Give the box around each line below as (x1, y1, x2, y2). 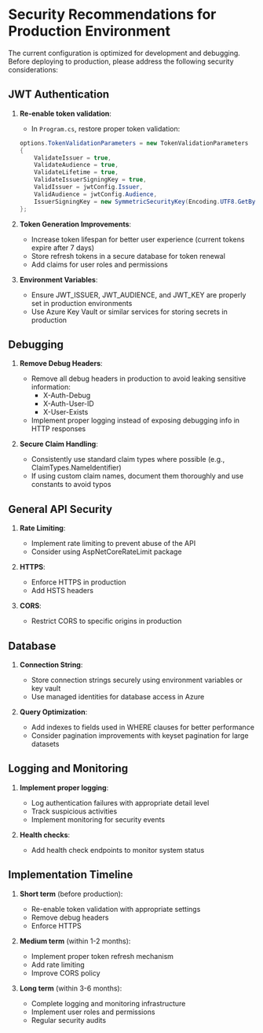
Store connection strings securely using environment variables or (31, 675, 243, 684)
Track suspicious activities (31, 806, 118, 816)
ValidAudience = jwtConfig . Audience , (34, 190, 158, 198)
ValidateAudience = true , (34, 161, 119, 169)
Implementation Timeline (8, 868, 133, 882)
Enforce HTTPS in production (31, 577, 127, 587)
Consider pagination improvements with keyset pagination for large (31, 730, 249, 740)
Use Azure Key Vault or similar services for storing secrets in (31, 307, 228, 316)
